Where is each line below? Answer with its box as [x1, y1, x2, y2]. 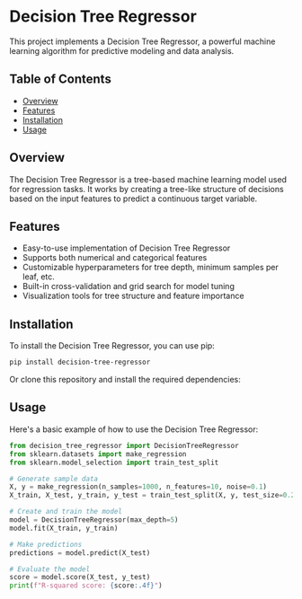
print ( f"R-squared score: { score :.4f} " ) [9, 581, 164, 590]
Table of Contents [9, 72, 112, 87]
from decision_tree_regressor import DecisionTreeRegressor [9, 441, 240, 450]
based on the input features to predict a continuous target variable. [9, 193, 258, 204]
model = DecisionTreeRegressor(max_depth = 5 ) [9, 515, 179, 524]
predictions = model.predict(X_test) [9, 548, 151, 558]
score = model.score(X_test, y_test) [9, 573, 151, 582]
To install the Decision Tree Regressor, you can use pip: [9, 340, 216, 351]
